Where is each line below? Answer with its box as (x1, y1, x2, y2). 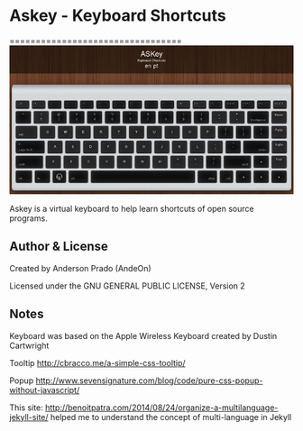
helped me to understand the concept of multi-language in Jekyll (50, 411, 292, 422)
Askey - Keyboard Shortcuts (9, 5, 227, 26)
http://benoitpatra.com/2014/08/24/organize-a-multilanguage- (44, 402, 279, 413)
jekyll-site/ (9, 411, 49, 422)
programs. (9, 213, 48, 224)
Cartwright (9, 340, 50, 351)
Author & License (9, 239, 108, 254)
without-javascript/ (9, 384, 80, 395)
